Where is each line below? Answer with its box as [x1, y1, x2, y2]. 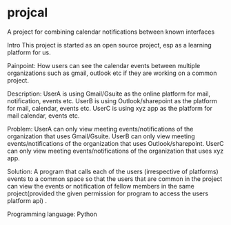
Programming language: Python [7, 210, 98, 218]
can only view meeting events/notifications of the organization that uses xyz [7, 147, 224, 155]
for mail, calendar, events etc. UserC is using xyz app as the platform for [7, 104, 212, 112]
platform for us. [7, 48, 51, 56]
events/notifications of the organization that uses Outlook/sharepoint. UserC [7, 139, 224, 147]
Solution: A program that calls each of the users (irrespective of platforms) [7, 167, 219, 175]
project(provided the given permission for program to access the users [7, 189, 209, 197]
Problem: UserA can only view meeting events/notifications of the [7, 125, 194, 133]
